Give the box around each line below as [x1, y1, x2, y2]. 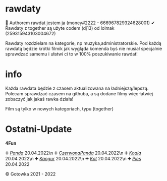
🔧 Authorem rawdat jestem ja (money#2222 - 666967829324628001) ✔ [5, 20, 155, 26]
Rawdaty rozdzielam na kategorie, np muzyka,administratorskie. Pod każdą [5, 40, 161, 46]
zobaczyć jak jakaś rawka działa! [5, 96, 74, 102]
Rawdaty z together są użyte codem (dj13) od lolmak [5, 25, 115, 31]
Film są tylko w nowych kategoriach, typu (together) [5, 105, 114, 111]
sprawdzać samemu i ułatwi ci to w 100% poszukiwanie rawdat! [5, 51, 138, 57]
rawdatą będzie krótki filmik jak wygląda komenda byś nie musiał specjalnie [5, 45, 162, 51]
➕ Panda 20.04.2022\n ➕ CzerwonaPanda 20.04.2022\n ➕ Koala [5, 150, 141, 156]
